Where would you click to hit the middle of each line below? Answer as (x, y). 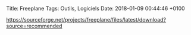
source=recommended (34, 26)
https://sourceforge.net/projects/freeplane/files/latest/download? (86, 20)
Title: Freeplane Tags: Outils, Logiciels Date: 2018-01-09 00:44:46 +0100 (96, 8)
